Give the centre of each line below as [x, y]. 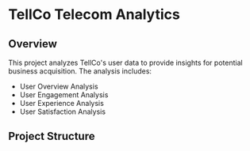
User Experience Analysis [62, 103]
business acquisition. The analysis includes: [80, 71]
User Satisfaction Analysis [62, 111]
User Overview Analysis [59, 86]
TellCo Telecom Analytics [94, 15]
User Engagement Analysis [64, 95]
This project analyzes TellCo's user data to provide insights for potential [126, 62]
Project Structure [52, 136]
